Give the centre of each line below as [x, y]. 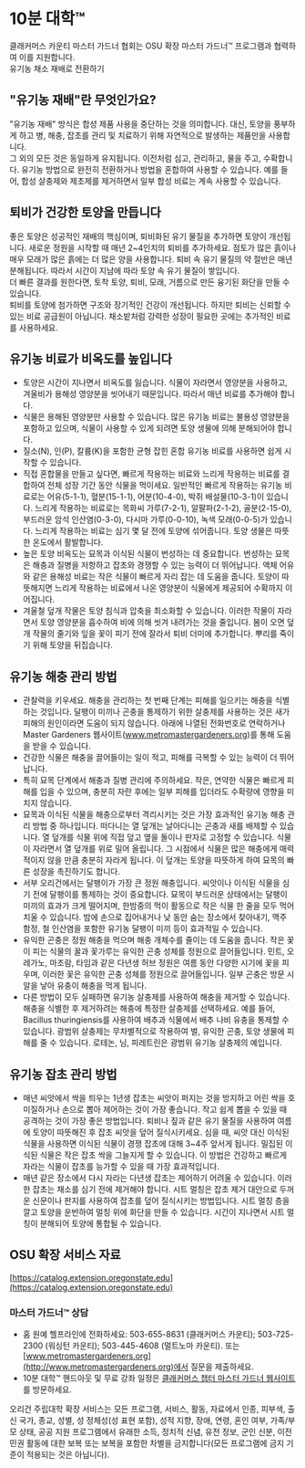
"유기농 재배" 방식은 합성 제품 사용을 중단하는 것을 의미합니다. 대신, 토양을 [140, 123]
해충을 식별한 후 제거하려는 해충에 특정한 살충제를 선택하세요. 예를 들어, [149, 1009]
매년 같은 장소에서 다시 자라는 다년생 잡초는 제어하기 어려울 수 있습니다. [149, 1178]
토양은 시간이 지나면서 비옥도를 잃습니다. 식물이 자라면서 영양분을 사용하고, [155, 383]
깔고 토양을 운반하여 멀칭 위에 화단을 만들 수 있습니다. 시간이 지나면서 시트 [153, 1212]
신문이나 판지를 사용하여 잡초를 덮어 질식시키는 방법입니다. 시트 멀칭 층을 [161, 1201]
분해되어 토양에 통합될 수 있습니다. [101, 1223]
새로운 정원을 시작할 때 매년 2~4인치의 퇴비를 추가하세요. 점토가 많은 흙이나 [163, 247]
